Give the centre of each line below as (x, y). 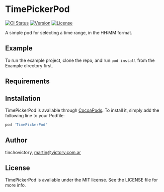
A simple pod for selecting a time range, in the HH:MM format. (69, 32)
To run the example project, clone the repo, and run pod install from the (80, 60)
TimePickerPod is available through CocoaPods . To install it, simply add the (82, 110)
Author (16, 140)
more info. (16, 185)
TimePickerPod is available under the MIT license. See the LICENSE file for (82, 180)
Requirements (27, 82)
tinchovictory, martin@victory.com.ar (43, 152)
